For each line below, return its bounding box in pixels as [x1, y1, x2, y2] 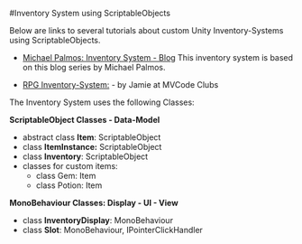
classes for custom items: [22, 161, 119, 171]
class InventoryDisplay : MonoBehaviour [22, 215, 174, 225]
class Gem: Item [35, 171, 96, 181]
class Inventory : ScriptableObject [22, 151, 149, 162]
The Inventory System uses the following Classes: [9, 97, 196, 108]
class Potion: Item [35, 180, 103, 191]
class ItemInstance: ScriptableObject [22, 142, 162, 152]
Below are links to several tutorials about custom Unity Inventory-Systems [9, 25, 284, 35]
